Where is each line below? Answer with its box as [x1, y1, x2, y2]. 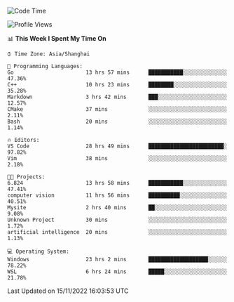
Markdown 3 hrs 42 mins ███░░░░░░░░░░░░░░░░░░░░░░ [7, 93, 228, 100]
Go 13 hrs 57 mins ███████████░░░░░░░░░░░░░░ [7, 69, 228, 76]
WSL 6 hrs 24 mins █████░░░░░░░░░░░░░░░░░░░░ [7, 268, 228, 275]
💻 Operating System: [7, 248, 70, 255]
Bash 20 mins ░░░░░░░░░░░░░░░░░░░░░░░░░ [7, 118, 228, 125]
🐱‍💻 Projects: [7, 173, 46, 180]
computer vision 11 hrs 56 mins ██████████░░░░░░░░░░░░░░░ [7, 192, 228, 199]
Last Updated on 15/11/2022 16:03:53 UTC [7, 287, 129, 295]
